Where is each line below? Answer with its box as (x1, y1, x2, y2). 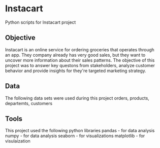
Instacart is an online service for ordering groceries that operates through (5, 46, 155, 52)
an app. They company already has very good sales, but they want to (5, 52, 146, 58)
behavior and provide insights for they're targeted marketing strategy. (5, 68, 147, 74)
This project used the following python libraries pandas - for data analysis (5, 128, 155, 134)
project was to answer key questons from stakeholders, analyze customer (5, 62, 155, 68)
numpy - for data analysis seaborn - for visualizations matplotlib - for (5, 133, 145, 139)
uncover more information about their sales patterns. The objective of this (5, 57, 155, 63)
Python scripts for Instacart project (5, 19, 76, 25)
